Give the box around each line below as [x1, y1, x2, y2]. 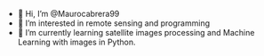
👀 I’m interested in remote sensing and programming [17, 18, 211, 28]
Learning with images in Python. [17, 36, 136, 47]
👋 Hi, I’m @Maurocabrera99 [17, 9, 120, 19]
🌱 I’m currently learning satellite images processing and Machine [17, 28, 255, 37]
